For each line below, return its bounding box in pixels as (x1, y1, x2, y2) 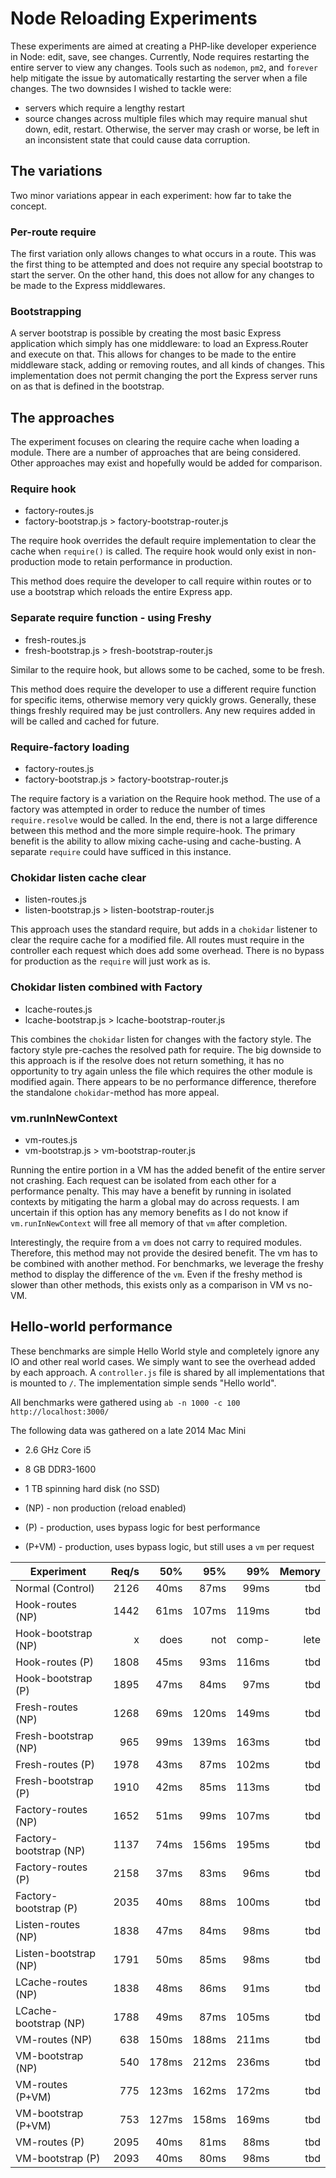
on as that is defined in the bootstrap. (10, 380, 165, 392)
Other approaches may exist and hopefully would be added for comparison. (10, 457, 323, 469)
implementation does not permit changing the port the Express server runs (10, 370, 318, 382)
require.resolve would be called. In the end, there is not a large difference (10, 814, 318, 826)
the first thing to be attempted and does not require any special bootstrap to (10, 258, 323, 271)
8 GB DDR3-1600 (24, 1463, 97, 1475)
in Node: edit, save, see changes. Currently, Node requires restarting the (10, 50, 310, 62)
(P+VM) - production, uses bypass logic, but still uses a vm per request (24, 1540, 315, 1552)
